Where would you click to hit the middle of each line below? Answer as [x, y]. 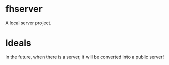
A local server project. [28, 23]
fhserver [24, 9]
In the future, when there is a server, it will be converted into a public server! [85, 57]
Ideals [18, 43]
